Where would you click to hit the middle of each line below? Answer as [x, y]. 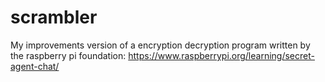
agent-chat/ [35, 66]
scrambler [54, 17]
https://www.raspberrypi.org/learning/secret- [221, 55]
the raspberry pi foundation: [68, 55]
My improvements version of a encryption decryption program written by [160, 45]
